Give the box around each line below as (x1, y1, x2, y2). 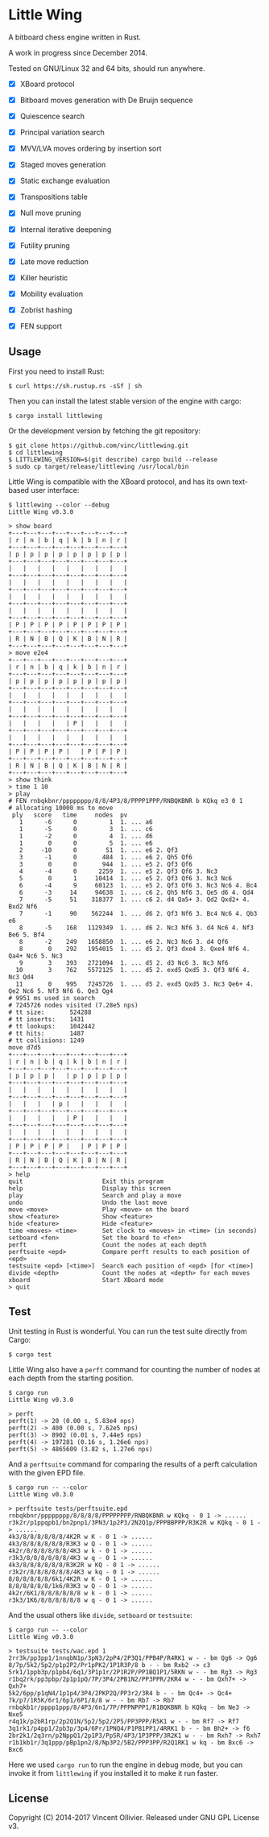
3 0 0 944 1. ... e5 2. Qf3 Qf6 (19, 860, 193, 868)
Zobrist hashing (19, 304, 72, 315)
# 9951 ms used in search (8, 994, 95, 1002)
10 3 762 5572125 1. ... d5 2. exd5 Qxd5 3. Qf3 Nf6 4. (15, 966, 250, 974)
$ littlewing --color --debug (8, 501, 110, 509)
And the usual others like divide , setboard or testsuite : (8, 1610, 193, 1620)
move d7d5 (8, 1043, 42, 1052)
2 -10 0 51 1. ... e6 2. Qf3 (19, 846, 179, 854)
